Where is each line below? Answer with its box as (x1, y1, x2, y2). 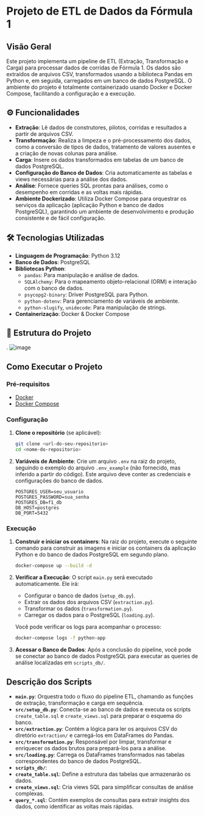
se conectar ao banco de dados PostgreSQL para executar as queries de (15, 653, 199, 660)
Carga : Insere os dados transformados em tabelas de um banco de (15, 156, 184, 163)
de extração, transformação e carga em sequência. (15, 699, 144, 707)
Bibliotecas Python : (15, 265, 66, 272)
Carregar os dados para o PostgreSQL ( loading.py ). (24, 611, 155, 619)
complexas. (15, 790, 44, 797)
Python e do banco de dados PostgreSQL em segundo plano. (15, 551, 169, 558)
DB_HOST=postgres (15, 505, 60, 511)
